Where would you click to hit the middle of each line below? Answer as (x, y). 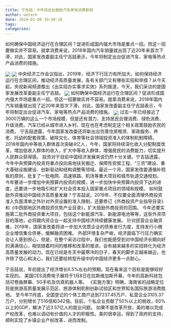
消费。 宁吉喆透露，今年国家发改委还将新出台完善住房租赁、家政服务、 (79, 131)
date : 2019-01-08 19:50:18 (34, 19)
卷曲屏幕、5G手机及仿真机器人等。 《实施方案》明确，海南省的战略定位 (89, 282)
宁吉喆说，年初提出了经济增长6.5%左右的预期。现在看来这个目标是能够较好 (84, 269)
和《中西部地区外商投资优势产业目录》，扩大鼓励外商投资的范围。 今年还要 (83, 207)
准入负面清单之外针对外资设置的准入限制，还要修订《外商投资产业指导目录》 (85, 201)
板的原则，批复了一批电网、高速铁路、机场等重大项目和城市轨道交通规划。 (83, 175)
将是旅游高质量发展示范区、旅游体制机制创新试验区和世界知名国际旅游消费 (83, 288)
